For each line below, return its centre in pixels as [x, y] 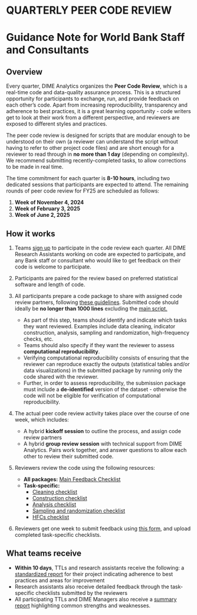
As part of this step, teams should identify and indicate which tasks [105, 320]
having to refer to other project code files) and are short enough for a [90, 148]
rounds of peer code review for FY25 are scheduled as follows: [83, 191]
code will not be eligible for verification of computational [92, 395]
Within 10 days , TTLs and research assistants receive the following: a [99, 568]
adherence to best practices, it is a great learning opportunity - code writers [98, 111]
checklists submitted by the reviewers [81, 592]
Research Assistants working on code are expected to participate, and [100, 254]
